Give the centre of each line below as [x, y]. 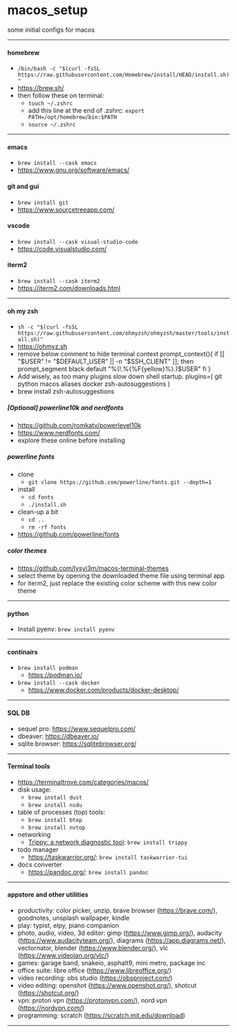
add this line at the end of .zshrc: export [86, 111]
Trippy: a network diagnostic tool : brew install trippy [108, 842]
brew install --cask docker [59, 683]
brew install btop [55, 820]
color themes [27, 550]
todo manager [38, 850]
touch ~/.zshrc [50, 104]
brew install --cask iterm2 [59, 281]
